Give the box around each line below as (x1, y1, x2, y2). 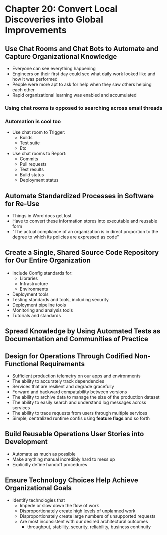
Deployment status (19, 177, 59, 183)
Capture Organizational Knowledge (5, 52, 117, 61)
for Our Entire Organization (5, 256, 91, 265)
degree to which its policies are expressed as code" (12, 234, 119, 240)
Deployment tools (12, 291, 49, 297)
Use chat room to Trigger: (12, 129, 66, 135)
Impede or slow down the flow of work (19, 502, 99, 508)
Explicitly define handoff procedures (12, 461, 87, 467)
